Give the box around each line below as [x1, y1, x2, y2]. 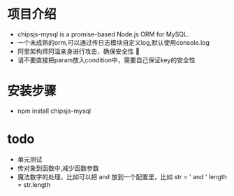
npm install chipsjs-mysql [17, 106, 92, 115]
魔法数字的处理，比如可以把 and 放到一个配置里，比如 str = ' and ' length [17, 172, 227, 181]
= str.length [17, 180, 51, 189]
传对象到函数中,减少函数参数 [17, 164, 99, 172]
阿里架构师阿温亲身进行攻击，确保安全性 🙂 [17, 47, 140, 55]
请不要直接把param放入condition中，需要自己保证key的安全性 [17, 55, 196, 64]
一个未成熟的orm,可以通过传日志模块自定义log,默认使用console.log [17, 38, 210, 46]
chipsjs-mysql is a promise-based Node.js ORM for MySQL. [17, 29, 189, 38]
